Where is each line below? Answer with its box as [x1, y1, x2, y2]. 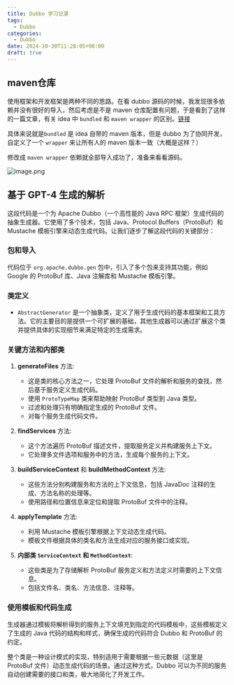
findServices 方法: [17, 427, 72, 435]
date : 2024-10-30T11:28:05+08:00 [7, 43, 105, 50]
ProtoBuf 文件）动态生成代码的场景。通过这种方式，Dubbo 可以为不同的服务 [7, 661, 227, 670]
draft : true [7, 50, 42, 57]
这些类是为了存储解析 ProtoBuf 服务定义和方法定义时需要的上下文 [27, 566, 217, 574]
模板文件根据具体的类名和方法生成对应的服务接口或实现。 [27, 537, 193, 545]
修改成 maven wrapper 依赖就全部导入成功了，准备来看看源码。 [7, 153, 187, 161]
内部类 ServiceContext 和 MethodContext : [17, 551, 133, 560]
